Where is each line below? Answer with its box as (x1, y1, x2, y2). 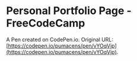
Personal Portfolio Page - (6, 4, 132, 18)
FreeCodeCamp (6, 16, 85, 30)
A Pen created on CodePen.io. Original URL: (6, 36, 114, 43)
